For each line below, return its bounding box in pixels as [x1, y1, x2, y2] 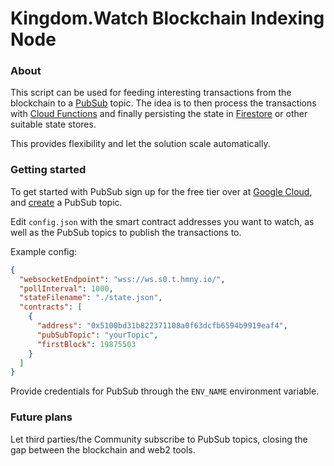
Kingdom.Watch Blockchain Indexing [10, 7, 325, 30]
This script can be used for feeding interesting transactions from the [10, 87, 292, 99]
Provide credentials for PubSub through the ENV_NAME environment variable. [10, 385, 320, 397]
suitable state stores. [10, 118, 97, 131]
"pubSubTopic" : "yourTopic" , [36, 330, 159, 340]
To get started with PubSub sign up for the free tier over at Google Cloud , [10, 185, 313, 197]
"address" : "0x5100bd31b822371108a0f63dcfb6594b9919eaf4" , [36, 321, 288, 331]
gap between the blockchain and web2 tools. [10, 443, 196, 456]
